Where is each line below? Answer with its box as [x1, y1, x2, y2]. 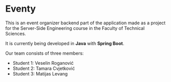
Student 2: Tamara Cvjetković [12, 65, 75, 71]
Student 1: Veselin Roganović [12, 60, 74, 66]
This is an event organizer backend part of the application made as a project [5, 20, 166, 26]
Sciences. [5, 30, 27, 36]
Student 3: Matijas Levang [12, 70, 68, 76]
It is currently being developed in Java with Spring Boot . [5, 40, 125, 46]
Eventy [5, 3, 36, 15]
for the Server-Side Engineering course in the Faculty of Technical [5, 25, 145, 31]
